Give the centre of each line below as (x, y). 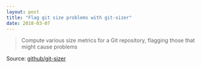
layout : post (23, 12)
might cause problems (49, 47)
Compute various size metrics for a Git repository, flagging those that (108, 41)
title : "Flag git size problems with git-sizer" (69, 18)
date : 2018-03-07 (28, 23)
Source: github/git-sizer (36, 59)
